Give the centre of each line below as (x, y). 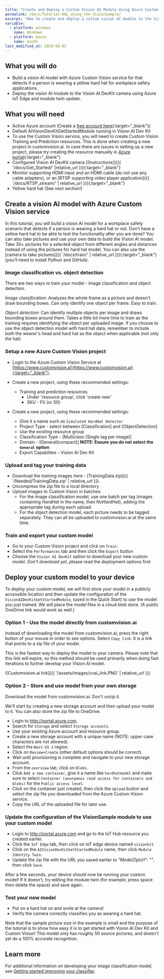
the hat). (13, 339)
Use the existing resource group (52, 431)
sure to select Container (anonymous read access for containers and (82, 778)
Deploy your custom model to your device (70, 577)
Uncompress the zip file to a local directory (55, 486)
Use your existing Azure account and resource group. (66, 731)
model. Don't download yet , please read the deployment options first (81, 562)
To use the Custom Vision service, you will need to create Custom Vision (85, 136)
